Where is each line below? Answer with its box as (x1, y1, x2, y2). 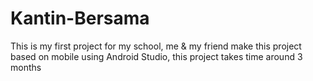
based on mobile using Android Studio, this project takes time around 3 (10, 50, 303, 62)
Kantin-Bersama (10, 7, 150, 30)
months (10, 61, 42, 73)
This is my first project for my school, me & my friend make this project (10, 40, 302, 52)
